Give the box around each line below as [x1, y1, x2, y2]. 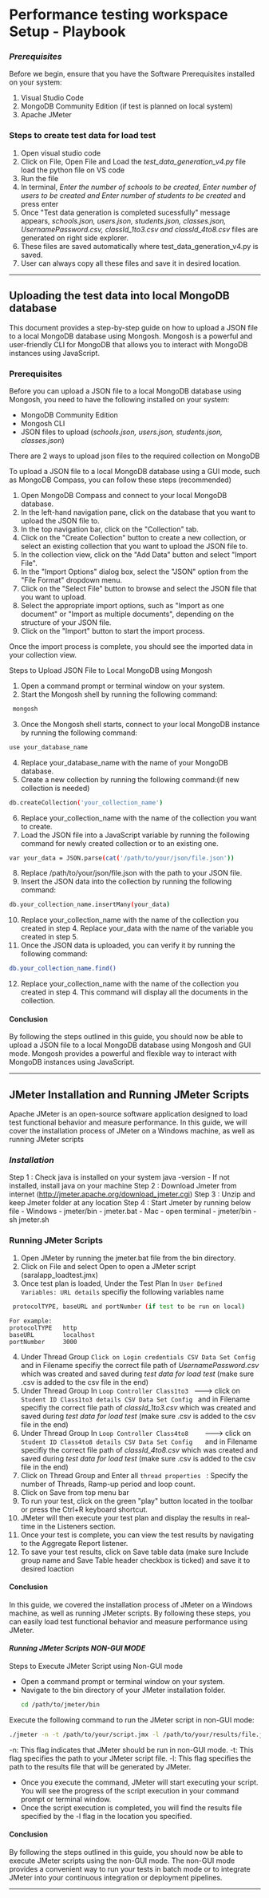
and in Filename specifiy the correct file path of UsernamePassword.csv [20, 1360, 259, 1370]
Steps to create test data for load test [9, 130, 156, 141]
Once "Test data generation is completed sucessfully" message [20, 208, 231, 217]
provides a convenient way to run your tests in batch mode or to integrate [9, 1864, 251, 1873]
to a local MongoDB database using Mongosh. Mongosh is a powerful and [9, 331, 253, 341]
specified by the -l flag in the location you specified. [20, 1811, 192, 1821]
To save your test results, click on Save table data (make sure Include [20, 1547, 249, 1556]
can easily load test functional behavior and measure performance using [9, 1616, 248, 1626]
